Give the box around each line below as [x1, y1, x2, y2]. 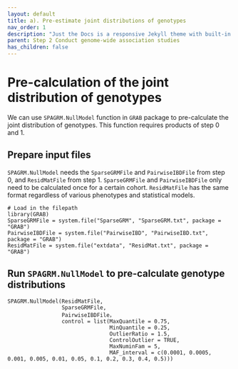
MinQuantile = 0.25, [109, 324, 171, 331]
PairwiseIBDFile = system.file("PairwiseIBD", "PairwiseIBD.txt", [7, 229, 209, 236]
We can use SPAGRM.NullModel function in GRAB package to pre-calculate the [7, 113, 229, 121]
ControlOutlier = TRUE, [109, 336, 180, 343]
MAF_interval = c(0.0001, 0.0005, [109, 349, 212, 356]
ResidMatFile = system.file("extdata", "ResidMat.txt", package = [7, 242, 209, 249]
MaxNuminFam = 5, [109, 343, 161, 350]
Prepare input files [7, 149, 91, 161]
